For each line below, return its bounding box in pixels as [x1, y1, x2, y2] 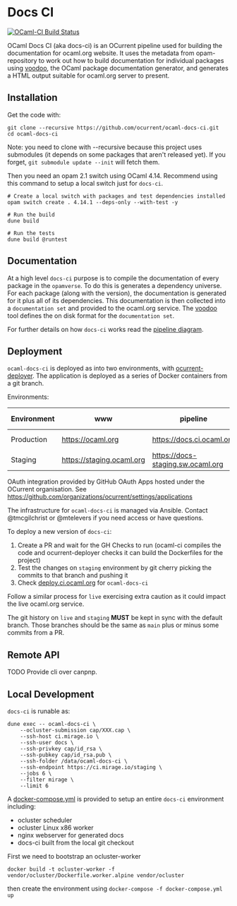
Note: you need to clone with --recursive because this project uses [7, 143, 202, 151]
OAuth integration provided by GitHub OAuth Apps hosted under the [7, 477, 205, 486]
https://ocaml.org [61, 435, 119, 445]
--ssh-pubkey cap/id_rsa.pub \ [20, 751, 112, 758]
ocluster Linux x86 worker [17, 823, 94, 832]
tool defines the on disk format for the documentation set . [7, 311, 175, 320]
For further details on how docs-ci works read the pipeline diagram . [7, 325, 204, 333]
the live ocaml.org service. [7, 600, 85, 608]
